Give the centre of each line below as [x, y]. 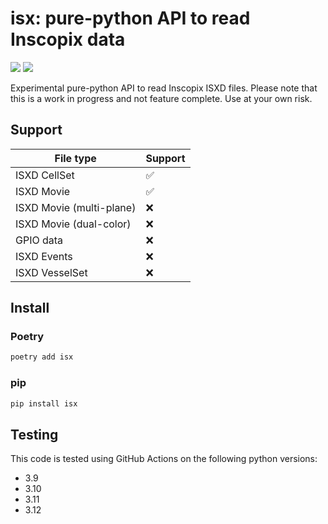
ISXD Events [44, 256]
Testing [34, 434]
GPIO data [39, 240]
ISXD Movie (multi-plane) [76, 207]
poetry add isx [42, 357]
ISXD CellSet [45, 175]
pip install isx [44, 403]
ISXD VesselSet [51, 272]
